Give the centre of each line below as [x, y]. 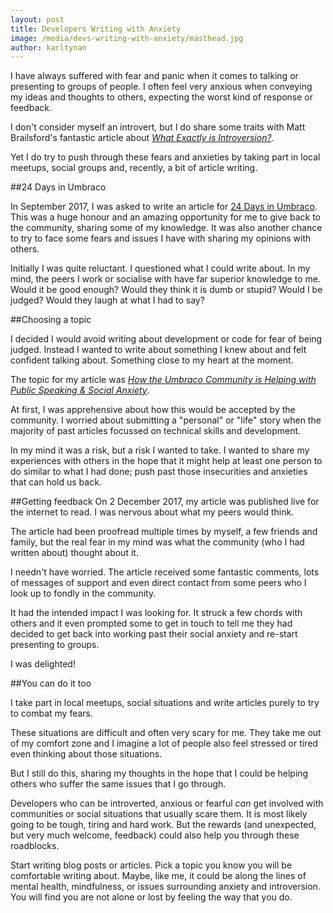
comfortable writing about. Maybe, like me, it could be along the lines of [158, 876]
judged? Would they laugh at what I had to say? [107, 300]
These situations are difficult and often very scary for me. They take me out [166, 733]
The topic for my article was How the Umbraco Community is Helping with [163, 380]
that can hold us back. [56, 482]
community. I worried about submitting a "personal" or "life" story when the [166, 420]
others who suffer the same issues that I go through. [118, 784]
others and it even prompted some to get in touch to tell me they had [151, 623]
